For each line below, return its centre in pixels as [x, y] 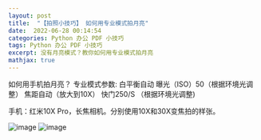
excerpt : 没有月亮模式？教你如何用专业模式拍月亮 [81, 53]
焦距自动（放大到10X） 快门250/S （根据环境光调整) [109, 94]
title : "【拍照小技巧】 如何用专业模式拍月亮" [79, 23]
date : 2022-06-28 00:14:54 [55, 30]
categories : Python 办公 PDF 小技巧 [66, 38]
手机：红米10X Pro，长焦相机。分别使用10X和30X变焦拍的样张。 [114, 111]
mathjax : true [32, 61]
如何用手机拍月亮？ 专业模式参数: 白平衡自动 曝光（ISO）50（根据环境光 [127, 84]
